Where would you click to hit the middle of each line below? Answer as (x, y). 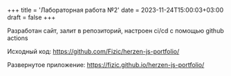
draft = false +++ (31, 17)
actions (18, 38)
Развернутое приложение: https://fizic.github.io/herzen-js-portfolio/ (106, 65)
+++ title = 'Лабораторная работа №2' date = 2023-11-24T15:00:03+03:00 (115, 10)
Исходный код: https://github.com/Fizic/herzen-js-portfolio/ (93, 51)
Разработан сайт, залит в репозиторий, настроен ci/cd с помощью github (115, 31)
